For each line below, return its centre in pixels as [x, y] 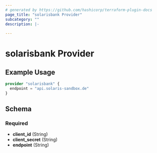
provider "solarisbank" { [32, 84]
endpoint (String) [31, 145]
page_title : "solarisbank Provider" [44, 15]
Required [17, 123]
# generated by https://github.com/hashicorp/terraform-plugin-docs [79, 10]
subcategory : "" [22, 19]
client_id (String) [30, 134]
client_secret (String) [35, 140]
